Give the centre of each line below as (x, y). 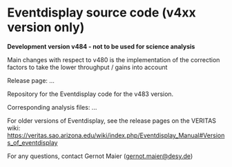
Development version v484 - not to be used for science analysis (101, 46)
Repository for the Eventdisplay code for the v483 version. (90, 94)
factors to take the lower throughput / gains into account (87, 67)
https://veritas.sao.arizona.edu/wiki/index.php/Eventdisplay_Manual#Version (116, 135)
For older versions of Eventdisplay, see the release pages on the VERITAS (112, 120)
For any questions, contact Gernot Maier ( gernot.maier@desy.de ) (100, 156)
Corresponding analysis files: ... (52, 107)
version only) (46, 27)
